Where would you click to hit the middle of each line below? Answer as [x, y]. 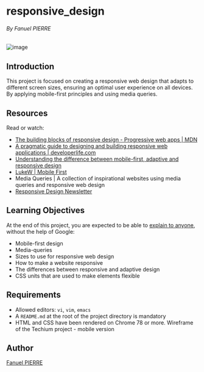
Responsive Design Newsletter [54, 191]
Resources [27, 113]
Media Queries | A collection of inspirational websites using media [98, 178]
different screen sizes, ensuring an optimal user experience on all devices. [100, 88]
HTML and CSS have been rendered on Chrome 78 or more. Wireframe [104, 322]
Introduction [30, 66]
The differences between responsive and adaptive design [87, 269]
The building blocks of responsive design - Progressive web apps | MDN [106, 140]
